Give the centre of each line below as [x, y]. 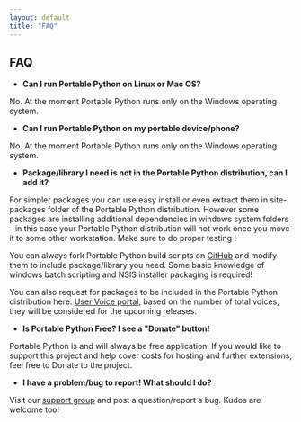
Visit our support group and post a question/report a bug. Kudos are [135, 400]
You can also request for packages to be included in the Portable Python [144, 292]
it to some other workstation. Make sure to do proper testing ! [123, 238]
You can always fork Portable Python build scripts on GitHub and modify [143, 256]
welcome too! [35, 409]
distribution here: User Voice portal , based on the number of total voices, [145, 301]
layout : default [40, 18]
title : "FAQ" [34, 26]
